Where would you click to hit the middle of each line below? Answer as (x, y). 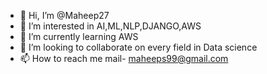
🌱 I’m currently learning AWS (79, 36)
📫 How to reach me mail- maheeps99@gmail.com (124, 58)
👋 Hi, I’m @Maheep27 (64, 15)
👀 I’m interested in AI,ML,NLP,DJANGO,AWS (110, 26)
